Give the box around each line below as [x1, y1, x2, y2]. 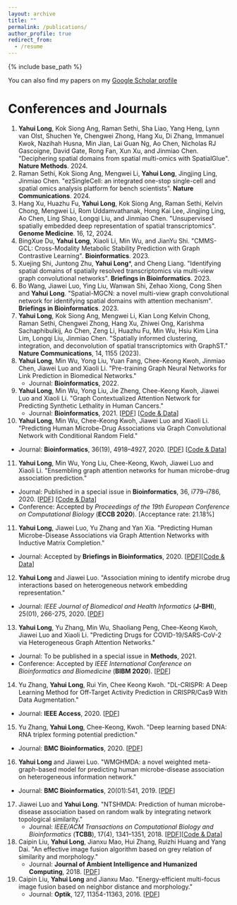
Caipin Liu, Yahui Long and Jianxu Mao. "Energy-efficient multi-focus [18, 875, 221, 883]
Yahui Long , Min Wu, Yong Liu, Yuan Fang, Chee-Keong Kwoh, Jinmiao [18, 356, 226, 365]
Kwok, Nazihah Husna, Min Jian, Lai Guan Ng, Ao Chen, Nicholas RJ [18, 139, 217, 147]
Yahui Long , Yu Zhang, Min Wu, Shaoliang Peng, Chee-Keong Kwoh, [18, 623, 218, 631]
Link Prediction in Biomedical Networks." [18, 371, 137, 379]
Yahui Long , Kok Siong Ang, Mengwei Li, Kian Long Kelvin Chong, [18, 311, 210, 320]
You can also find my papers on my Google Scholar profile [8, 76, 178, 85]
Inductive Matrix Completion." [18, 538, 105, 547]
